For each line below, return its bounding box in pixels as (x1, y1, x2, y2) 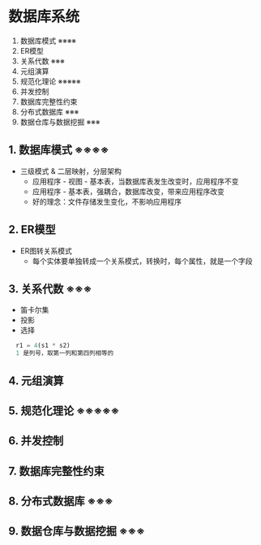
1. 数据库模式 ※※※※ (8, 143, 109, 157)
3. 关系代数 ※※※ (8, 282, 92, 296)
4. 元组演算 (8, 374, 64, 387)
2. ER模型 (8, 223, 57, 236)
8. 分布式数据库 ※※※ (8, 495, 113, 508)
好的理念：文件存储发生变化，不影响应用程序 (32, 197, 182, 206)
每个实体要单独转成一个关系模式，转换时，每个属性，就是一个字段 (32, 256, 253, 266)
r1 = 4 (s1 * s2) (15, 342, 71, 350)
